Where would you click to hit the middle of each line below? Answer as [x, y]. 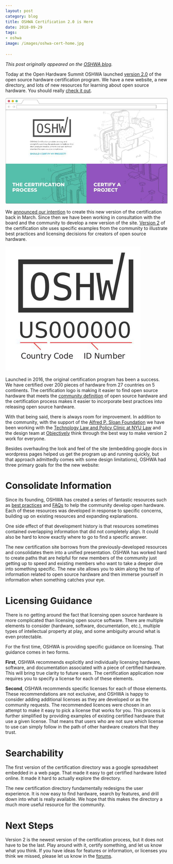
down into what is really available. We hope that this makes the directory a [84, 799]
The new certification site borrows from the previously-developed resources [86, 547]
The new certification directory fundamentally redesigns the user [74, 788]
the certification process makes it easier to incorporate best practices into [84, 401]
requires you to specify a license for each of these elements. [70, 679]
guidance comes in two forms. [38, 652]
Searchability [34, 753]
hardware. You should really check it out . [49, 91]
